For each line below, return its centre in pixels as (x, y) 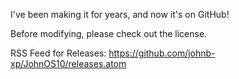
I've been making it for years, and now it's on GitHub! (120, 14)
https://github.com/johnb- (162, 53)
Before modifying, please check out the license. (109, 33)
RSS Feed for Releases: (58, 53)
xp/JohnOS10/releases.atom (68, 63)
